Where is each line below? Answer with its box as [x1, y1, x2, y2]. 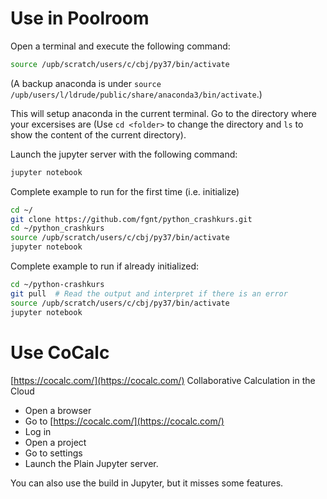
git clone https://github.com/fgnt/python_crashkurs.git [10, 214, 253, 224]
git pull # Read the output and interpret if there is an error [10, 288, 288, 299]
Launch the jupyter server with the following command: [10, 148, 238, 160]
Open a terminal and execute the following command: [10, 40, 231, 52]
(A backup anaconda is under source [10, 77, 162, 89]
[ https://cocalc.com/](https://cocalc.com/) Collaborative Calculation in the [10, 374, 316, 386]
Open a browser [24, 404, 92, 416]
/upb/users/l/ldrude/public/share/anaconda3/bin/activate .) [10, 88, 263, 100]
